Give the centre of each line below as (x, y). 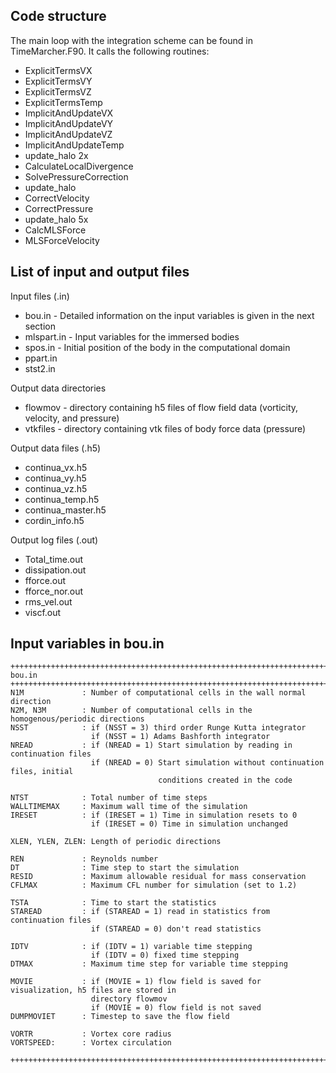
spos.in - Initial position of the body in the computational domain (157, 347)
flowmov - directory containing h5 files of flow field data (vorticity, (161, 407)
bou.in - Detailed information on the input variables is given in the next (169, 315)
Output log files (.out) (54, 540)
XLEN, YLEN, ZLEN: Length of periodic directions (116, 842)
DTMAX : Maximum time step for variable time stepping (149, 964)
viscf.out (43, 612)
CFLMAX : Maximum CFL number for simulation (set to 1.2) (154, 885)
